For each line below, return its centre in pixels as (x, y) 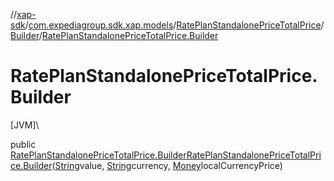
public (23, 144)
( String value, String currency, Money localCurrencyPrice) (167, 165)
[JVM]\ (25, 125)
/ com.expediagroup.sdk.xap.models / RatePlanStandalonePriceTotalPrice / (174, 25)
